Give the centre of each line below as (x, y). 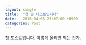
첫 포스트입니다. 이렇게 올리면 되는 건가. (43, 38)
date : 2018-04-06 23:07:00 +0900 (42, 19)
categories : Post (23, 23)
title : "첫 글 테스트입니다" (32, 14)
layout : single (21, 10)
